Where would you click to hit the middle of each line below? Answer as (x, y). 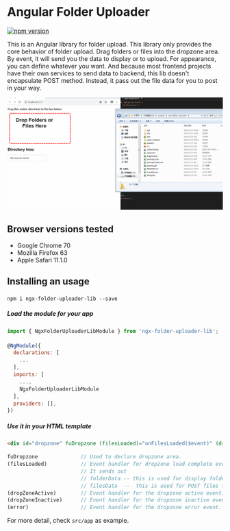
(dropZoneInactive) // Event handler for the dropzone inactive (108, 500)
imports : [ (29, 375)
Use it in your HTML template (50, 426)
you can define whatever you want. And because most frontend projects (109, 66)
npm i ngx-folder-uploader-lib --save (62, 299)
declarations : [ (36, 353)
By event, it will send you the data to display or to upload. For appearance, (112, 58)
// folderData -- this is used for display (143, 478)
